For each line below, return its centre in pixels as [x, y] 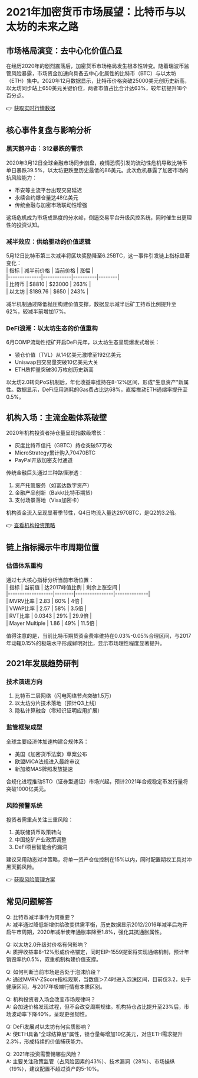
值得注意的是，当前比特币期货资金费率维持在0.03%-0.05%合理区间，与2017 [99, 635]
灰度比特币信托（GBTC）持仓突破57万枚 [63, 446]
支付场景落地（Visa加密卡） [48, 500]
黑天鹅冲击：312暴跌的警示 [44, 149]
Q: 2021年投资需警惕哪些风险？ [44, 1054]
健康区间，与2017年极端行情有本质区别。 [56, 986]
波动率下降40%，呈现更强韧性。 [50, 1014]
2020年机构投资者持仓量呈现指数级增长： [57, 433]
